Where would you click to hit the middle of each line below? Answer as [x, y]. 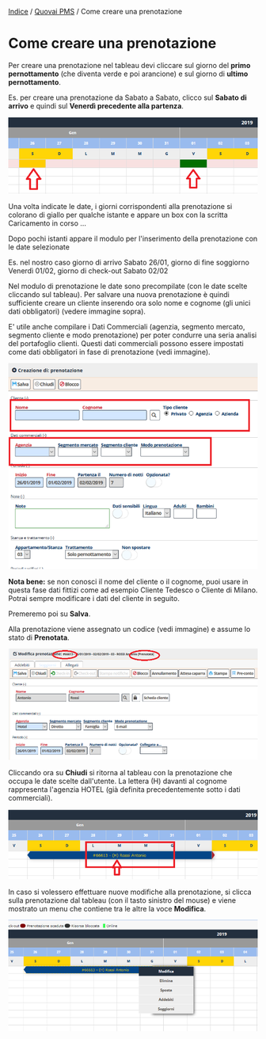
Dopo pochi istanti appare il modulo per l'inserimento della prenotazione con [133, 238]
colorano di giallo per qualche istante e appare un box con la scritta [118, 215]
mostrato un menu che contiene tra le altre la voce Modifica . [107, 909]
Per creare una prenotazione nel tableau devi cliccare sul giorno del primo [129, 65]
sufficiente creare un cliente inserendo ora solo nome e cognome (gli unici [129, 303]
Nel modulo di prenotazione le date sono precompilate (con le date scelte [128, 286]
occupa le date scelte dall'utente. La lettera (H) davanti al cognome [118, 781]
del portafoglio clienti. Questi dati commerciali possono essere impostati [126, 343]
